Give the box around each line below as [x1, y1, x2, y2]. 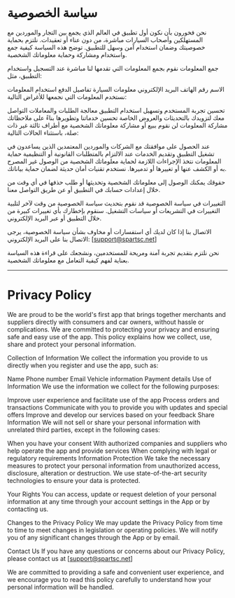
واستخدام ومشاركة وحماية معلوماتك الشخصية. [7, 50, 127, 59]
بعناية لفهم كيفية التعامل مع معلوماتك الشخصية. [7, 256, 129, 264]
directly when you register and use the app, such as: [7, 361, 159, 369]
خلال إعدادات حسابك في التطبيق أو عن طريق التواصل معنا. [7, 185, 161, 193]
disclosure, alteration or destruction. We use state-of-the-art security [7, 468, 208, 477]
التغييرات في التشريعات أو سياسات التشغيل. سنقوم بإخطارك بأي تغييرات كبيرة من [7, 206, 220, 215]
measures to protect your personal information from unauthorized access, [7, 461, 220, 470]
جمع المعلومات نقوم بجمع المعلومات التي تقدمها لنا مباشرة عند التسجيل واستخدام [7, 64, 219, 72]
